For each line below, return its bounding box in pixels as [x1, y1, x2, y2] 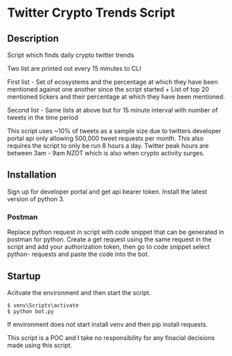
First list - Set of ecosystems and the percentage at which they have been [7, 78, 218, 86]
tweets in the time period [7, 113, 78, 121]
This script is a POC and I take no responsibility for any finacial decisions [7, 333, 215, 341]
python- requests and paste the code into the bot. [7, 250, 150, 258]
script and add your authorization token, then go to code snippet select [7, 243, 210, 251]
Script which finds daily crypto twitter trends [7, 51, 134, 59]
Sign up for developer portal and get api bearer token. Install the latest [7, 187, 208, 196]
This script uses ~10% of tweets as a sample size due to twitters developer [7, 127, 222, 135]
